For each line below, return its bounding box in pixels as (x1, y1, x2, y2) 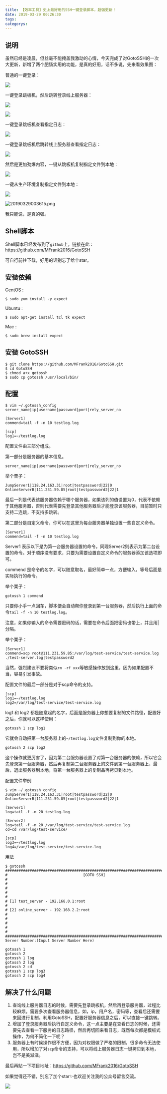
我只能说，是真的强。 (5, 211, 49, 217)
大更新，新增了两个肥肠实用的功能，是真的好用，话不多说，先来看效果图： (5, 61, 158, 67)
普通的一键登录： (5, 72, 40, 78)
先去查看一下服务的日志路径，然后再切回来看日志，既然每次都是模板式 (16, 1027, 161, 1033)
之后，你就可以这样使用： (5, 716, 58, 722)
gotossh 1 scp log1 (5, 726, 46, 731)
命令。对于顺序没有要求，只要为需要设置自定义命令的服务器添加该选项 (13, 550, 158, 556)
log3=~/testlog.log (5, 840, 46, 845)
